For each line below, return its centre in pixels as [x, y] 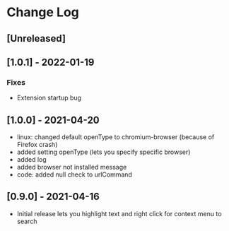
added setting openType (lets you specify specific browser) [104, 152]
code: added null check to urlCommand [74, 174]
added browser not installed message [72, 167]
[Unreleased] [36, 38]
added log [31, 160]
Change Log [43, 12]
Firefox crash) [37, 145]
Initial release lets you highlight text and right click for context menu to [119, 213]
